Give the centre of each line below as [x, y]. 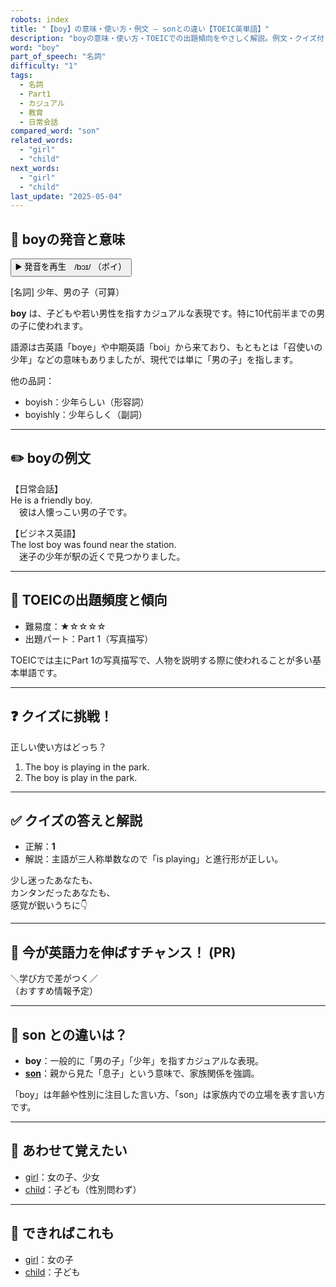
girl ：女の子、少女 [62, 1177]
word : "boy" [35, 47]
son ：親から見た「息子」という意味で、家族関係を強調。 [142, 1073]
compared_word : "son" [55, 131]
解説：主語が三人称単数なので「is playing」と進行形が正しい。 [154, 859]
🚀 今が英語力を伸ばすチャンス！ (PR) [123, 952]
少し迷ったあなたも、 [54, 880]
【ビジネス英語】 [45, 533]
